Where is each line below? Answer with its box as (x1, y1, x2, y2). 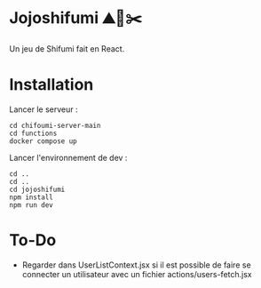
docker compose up (9, 136, 77, 146)
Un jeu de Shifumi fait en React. (9, 43, 125, 54)
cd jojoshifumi (9, 185, 66, 194)
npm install (9, 193, 53, 202)
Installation (9, 75, 94, 95)
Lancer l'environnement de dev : (9, 152, 128, 163)
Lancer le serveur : (9, 104, 78, 115)
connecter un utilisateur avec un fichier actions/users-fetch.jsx (21, 268, 252, 279)
